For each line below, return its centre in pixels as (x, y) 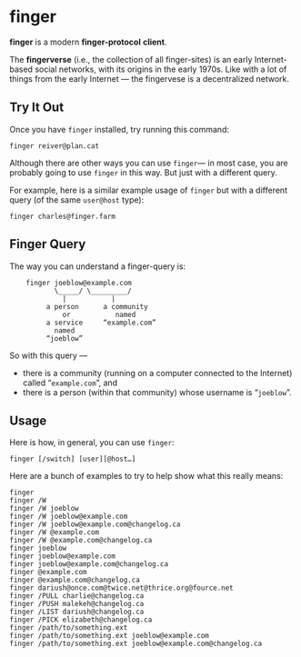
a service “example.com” (101, 323)
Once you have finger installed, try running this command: (120, 129)
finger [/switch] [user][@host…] (73, 459)
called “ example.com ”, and (70, 383)
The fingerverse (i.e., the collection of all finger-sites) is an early (131, 59)
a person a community (97, 306)
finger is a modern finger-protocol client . (88, 42)
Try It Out (37, 108)
